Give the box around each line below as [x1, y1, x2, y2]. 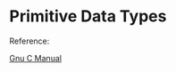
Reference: [9, 36, 50, 46]
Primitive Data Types [9, 6, 167, 27]
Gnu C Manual [9, 52, 63, 63]
